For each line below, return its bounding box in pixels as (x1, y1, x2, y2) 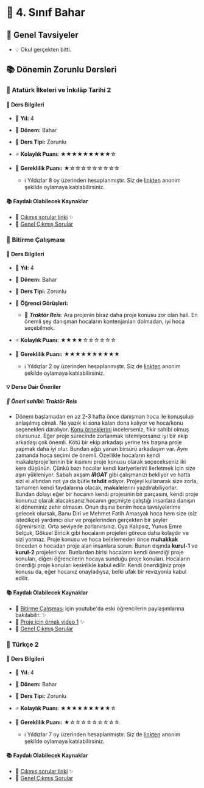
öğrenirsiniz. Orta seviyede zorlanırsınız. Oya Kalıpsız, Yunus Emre (15, 523, 182, 530)
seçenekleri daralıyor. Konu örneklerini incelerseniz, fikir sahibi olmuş (15, 426, 189, 433)
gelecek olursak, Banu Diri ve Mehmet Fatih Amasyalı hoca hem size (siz (15, 510, 197, 517)
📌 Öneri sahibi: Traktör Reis (6, 398, 77, 405)
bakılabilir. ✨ (15, 611, 47, 618)
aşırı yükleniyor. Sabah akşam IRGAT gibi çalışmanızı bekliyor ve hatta (15, 471, 191, 478)
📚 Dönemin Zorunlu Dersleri (6, 65, 117, 75)
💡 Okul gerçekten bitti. (15, 46, 72, 53)
